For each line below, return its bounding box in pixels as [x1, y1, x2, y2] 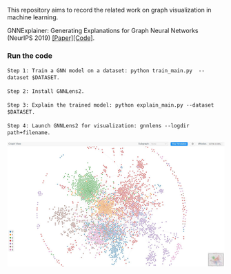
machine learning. [7, 13, 59, 21]
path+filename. [7, 129, 51, 136]
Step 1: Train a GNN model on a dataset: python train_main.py [7, 67, 193, 74]
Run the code [7, 51, 53, 61]
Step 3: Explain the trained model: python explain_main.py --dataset [7, 102, 214, 109]
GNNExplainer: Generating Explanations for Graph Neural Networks [7, 27, 199, 34]
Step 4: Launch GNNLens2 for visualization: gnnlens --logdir [7, 123, 190, 129]
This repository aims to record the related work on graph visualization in [7, 6, 212, 14]
